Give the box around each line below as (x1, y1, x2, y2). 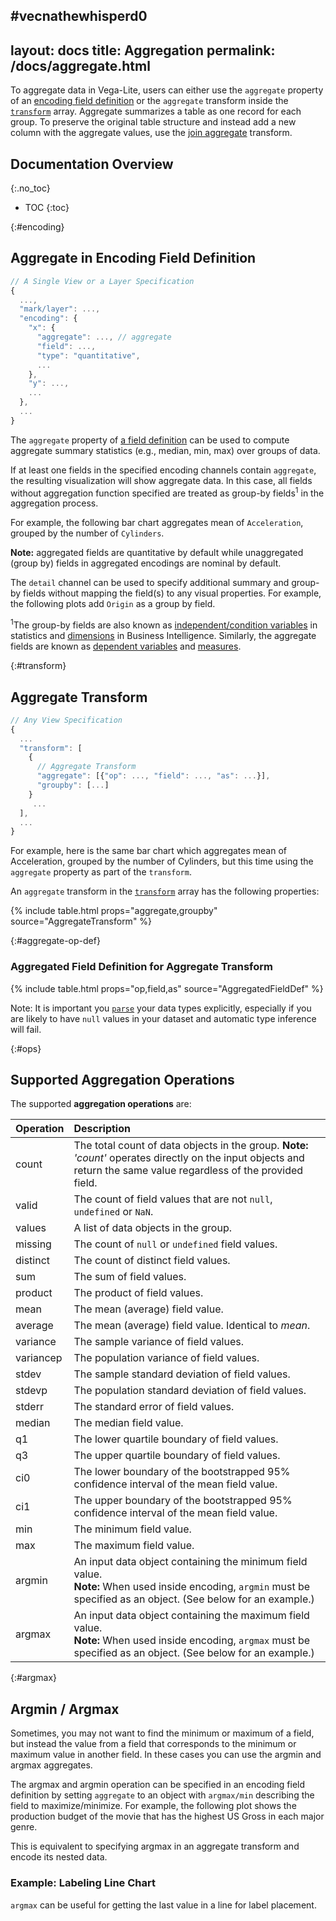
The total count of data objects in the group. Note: (73, 1139, 309, 1153)
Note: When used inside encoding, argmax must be (73, 1634, 311, 1648)
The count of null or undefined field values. (73, 1237, 278, 1251)
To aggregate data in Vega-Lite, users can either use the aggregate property (10, 84, 324, 96)
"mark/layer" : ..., (19, 304, 101, 314)
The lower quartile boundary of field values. (73, 1432, 279, 1446)
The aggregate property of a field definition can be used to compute (10, 434, 290, 446)
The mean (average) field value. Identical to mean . (73, 1319, 311, 1333)
